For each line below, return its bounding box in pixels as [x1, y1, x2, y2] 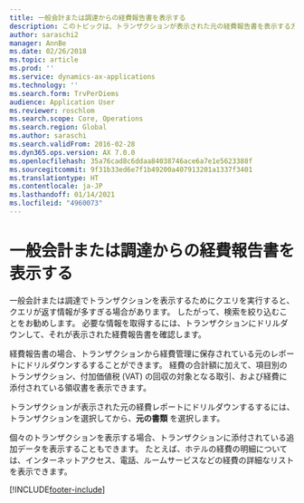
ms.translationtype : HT [9, 173, 100, 182]
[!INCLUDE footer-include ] [9, 484, 106, 495]
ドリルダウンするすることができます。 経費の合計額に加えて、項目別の [24, 359, 288, 370]
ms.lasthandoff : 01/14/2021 [9, 190, 116, 199]
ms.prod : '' [9, 64, 54, 73]
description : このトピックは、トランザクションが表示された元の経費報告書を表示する [9, 22, 291, 31]
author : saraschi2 [9, 30, 79, 39]
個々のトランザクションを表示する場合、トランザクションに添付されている [9, 431, 287, 442]
